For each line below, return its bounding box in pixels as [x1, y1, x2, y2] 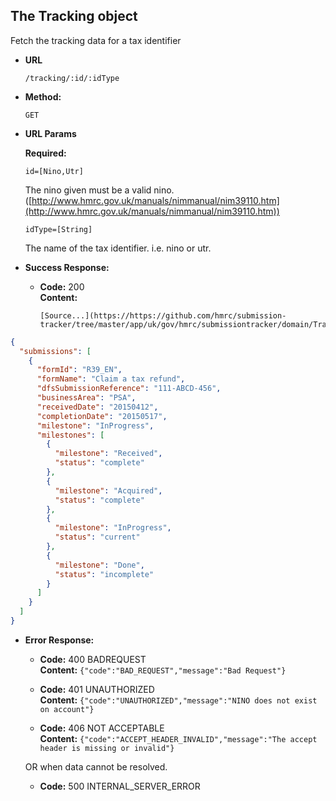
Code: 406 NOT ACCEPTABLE [39, 722, 165, 734]
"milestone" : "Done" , [54, 560, 145, 570]
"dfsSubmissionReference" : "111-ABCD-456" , [36, 384, 222, 394]
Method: [24, 90, 62, 103]
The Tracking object [10, 8, 138, 25]
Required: [24, 147, 67, 159]
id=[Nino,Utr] [24, 166, 84, 176]
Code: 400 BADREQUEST [39, 653, 147, 665]
